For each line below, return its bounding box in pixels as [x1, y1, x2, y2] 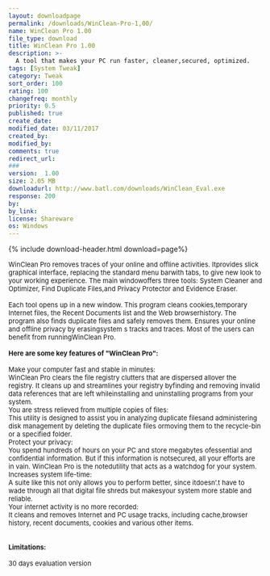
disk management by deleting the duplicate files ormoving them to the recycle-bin [8, 422, 261, 431]
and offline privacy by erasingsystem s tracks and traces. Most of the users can [8, 325, 255, 334]
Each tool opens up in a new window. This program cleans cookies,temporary [8, 301, 248, 309]
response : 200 [8, 191, 56, 200]
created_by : [8, 132, 48, 140]
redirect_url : [8, 154, 56, 162]
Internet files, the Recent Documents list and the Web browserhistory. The [8, 309, 237, 317]
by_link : [8, 207, 38, 215]
